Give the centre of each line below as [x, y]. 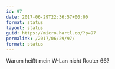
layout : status [25, 28]
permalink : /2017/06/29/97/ [41, 39]
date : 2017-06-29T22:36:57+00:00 [47, 17]
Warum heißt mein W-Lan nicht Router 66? [58, 61]
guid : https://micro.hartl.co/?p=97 [51, 33]
